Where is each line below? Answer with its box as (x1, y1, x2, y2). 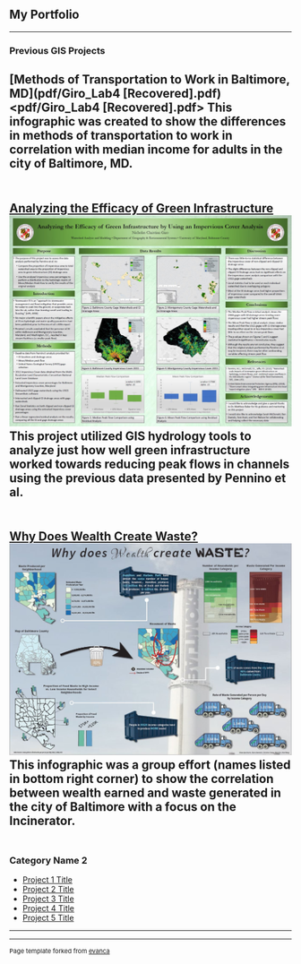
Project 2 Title (21, 884, 74, 895)
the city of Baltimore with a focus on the (9, 799, 237, 814)
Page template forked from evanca (9, 947, 110, 956)
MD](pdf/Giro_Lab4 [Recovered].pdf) (9, 86, 222, 101)
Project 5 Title (21, 913, 74, 924)
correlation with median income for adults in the (9, 142, 283, 158)
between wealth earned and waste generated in (9, 785, 282, 800)
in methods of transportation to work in (9, 128, 233, 143)
